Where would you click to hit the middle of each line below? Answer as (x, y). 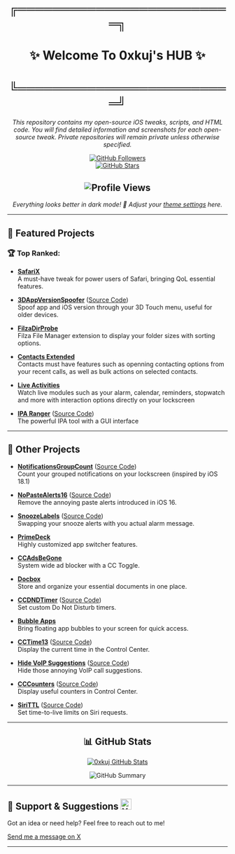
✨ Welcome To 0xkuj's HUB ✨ (117, 56)
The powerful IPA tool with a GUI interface (78, 421)
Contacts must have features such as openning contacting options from (121, 364)
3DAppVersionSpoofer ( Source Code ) (73, 300)
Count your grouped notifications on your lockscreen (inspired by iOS (117, 474)
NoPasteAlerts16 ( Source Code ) (64, 495)
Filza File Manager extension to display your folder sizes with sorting (116, 335)
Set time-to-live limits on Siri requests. (72, 712)
